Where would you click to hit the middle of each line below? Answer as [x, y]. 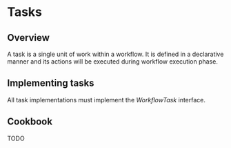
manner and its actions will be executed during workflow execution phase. [113, 62]
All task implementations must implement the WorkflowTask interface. [106, 100]
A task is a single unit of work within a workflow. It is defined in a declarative [115, 54]
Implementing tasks [51, 83]
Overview [29, 38]
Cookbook [30, 122]
